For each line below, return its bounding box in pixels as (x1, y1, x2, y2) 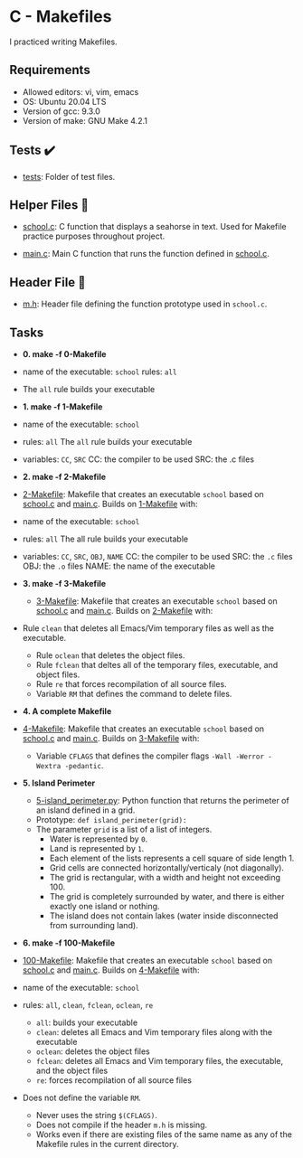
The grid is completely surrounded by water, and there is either (49, 891, 285, 901)
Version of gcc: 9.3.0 (22, 106, 101, 117)
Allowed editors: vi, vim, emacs (22, 86, 139, 97)
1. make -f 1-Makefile (22, 401, 103, 412)
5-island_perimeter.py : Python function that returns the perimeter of (35, 796, 289, 805)
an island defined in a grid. (35, 805, 136, 815)
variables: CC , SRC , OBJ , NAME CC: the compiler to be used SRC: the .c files (22, 551, 293, 561)
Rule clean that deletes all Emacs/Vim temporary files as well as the (22, 623, 274, 634)
